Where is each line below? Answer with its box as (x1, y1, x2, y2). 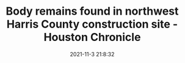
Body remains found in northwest (5, 4, 179, 18)
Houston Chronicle (43, 31, 141, 44)
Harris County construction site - (6, 17, 178, 31)
